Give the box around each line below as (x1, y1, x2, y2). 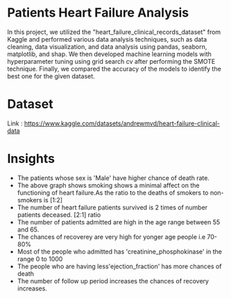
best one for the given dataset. (7, 71, 95, 80)
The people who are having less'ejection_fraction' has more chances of (17, 262, 222, 270)
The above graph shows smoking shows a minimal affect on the (17, 181, 200, 189)
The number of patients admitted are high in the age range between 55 (17, 218, 221, 226)
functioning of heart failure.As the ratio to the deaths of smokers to (17, 189, 209, 197)
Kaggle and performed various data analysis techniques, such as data (7, 35, 207, 43)
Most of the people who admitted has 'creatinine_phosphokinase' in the (17, 247, 223, 256)
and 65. (17, 225, 40, 234)
